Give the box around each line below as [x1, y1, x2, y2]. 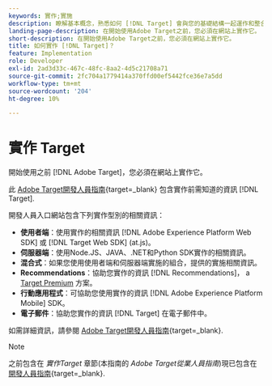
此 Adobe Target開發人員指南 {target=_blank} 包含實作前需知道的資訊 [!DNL [8, 185, 259, 194]
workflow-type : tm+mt [8, 79, 82, 87]
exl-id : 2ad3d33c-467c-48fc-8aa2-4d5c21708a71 [8, 65, 168, 73]
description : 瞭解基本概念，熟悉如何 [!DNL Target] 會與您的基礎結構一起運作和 [8, 19, 255, 28]
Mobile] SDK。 [19, 299, 70, 308]
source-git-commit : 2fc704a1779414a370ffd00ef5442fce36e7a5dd [8, 72, 223, 80]
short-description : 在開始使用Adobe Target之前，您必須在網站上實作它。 [8, 34, 236, 43]
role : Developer [8, 57, 63, 66]
